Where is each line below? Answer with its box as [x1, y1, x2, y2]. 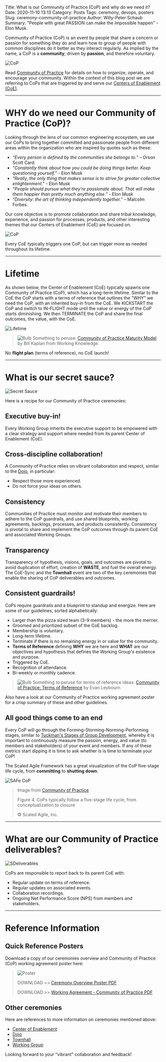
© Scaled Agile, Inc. [17, 811, 58, 817]
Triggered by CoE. [12, 659, 50, 665]
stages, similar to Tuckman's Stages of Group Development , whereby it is [5, 732, 155, 738]
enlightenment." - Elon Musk [12, 180, 70, 186]
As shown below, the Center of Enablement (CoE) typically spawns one [5, 284, 150, 290]
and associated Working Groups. [5, 531, 72, 538]
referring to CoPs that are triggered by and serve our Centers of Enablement [5, 80, 161, 86]
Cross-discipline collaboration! [5, 450, 103, 459]
